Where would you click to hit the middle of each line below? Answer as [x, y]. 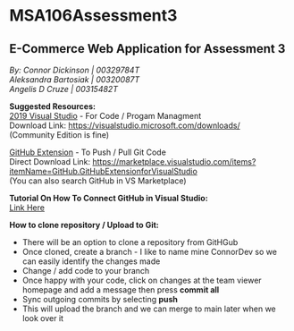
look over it [43, 318]
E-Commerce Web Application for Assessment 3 [147, 49]
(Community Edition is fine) [59, 135]
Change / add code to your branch [86, 271]
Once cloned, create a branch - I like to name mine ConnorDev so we [149, 252]
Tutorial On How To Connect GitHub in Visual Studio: [109, 198]
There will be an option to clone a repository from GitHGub [130, 242]
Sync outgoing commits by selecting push [100, 299]
